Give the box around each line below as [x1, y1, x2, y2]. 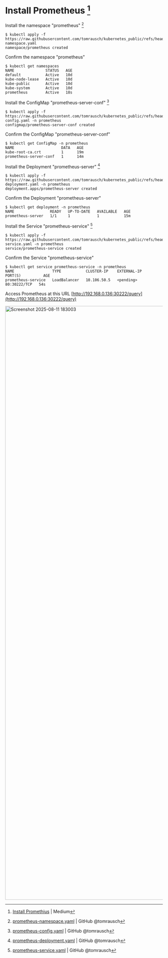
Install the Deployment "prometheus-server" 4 [5, 163, 100, 170]
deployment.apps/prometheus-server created [5, 186, 97, 192]
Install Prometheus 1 [5, 3, 90, 17]
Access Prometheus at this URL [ [5, 291, 73, 297]
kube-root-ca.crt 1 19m [5, 150, 84, 155]
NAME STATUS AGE [5, 68, 72, 73]
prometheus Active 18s [5, 90, 72, 95]
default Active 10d [5, 72, 72, 78]
